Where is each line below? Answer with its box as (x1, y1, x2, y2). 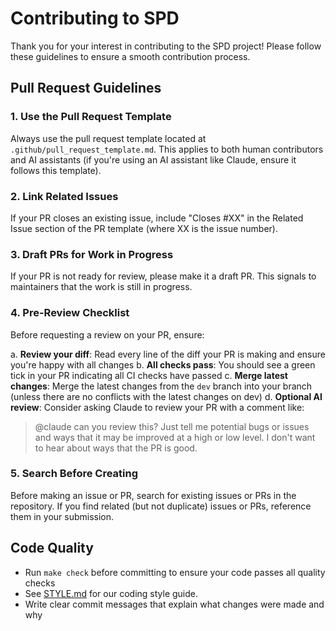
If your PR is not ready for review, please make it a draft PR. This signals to (10, 270, 317, 282)
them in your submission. (10, 510, 115, 522)
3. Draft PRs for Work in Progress (10, 247, 174, 261)
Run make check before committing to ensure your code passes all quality (24, 566, 326, 578)
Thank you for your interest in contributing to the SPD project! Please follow (10, 40, 322, 52)
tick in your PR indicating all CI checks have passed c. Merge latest (10, 369, 288, 381)
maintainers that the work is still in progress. (10, 281, 193, 293)
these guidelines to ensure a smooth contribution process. (10, 50, 251, 62)
